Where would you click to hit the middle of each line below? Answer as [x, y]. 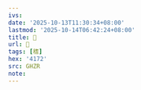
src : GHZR [24, 67]
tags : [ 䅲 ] [26, 52]
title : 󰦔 [22, 37]
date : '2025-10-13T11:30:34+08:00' [67, 23]
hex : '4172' [28, 59]
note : [17, 74]
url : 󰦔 [19, 45]
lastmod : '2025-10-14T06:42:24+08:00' [72, 30]
